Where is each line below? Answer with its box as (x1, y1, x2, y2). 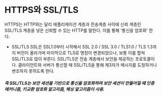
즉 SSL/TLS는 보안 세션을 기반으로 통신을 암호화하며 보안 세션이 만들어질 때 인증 (4, 80, 155, 86)
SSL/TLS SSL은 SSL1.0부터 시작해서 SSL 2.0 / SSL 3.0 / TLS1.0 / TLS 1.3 (11, 44, 153, 49)
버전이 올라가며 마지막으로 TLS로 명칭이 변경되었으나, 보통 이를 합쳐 (16, 49, 145, 56)
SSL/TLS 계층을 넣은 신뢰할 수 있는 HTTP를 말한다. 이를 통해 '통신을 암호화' (4, 27, 148, 33)
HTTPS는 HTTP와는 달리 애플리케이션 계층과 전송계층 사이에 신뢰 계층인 (4, 21, 142, 27)
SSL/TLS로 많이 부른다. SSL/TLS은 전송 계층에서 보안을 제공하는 (11, 56, 134, 62)
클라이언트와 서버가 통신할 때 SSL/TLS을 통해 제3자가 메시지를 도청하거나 (18, 62, 157, 68)
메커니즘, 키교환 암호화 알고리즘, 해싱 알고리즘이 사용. (4, 86, 105, 92)
